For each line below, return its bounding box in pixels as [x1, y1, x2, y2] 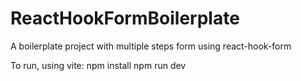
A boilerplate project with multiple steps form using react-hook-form [10, 40, 292, 52]
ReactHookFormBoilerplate [10, 7, 240, 30]
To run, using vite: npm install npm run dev [10, 59, 187, 71]
